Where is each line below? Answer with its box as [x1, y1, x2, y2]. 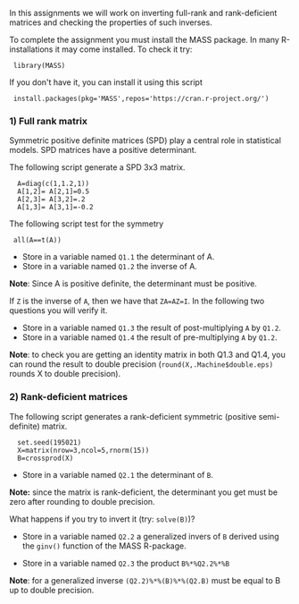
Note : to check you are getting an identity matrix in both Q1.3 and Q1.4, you [9, 349, 286, 361]
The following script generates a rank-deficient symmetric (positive [9, 411, 257, 421]
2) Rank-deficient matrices [9, 391, 129, 404]
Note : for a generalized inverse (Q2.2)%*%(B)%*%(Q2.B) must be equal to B [9, 574, 281, 585]
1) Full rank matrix [9, 115, 87, 127]
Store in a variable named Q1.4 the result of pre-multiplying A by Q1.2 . [21, 332, 278, 343]
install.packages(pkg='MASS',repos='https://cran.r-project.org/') [12, 94, 270, 103]
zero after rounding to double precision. [9, 496, 155, 506]
